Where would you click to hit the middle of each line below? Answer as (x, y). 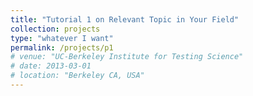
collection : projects (55, 29)
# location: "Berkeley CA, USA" (77, 76)
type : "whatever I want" (62, 38)
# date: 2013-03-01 (51, 66)
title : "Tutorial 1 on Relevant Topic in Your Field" (125, 19)
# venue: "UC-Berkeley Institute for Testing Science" (127, 57)
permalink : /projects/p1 (62, 47)
